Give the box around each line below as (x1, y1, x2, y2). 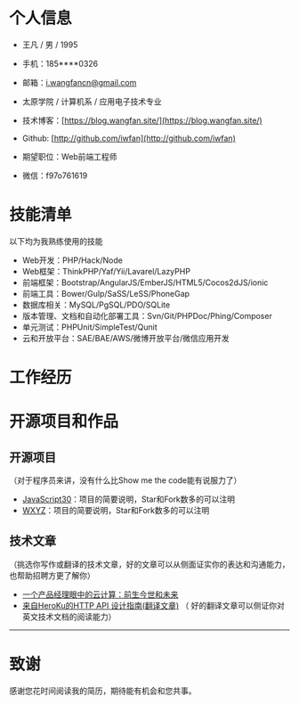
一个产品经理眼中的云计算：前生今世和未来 (21, 589, 179, 600)
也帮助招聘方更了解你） (9, 569, 95, 580)
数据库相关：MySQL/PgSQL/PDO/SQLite (21, 299, 171, 310)
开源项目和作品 (9, 412, 119, 432)
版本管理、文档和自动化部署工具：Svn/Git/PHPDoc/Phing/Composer (21, 310, 273, 321)
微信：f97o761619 (21, 170, 88, 181)
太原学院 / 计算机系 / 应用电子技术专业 (21, 95, 162, 107)
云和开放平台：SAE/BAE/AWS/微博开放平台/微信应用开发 (21, 332, 230, 343)
